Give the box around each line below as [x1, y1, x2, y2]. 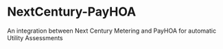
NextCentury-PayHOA [7, 4, 137, 20]
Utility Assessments [7, 33, 63, 42]
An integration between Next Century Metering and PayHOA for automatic [7, 27, 217, 35]
